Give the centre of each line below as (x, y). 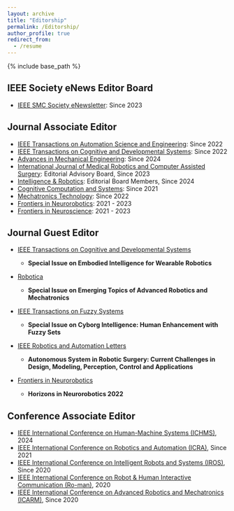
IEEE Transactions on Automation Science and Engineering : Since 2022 (120, 143)
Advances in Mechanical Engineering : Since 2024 (89, 159)
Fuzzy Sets (44, 332)
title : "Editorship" (37, 20)
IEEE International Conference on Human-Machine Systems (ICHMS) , (117, 433)
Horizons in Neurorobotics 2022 (75, 394)
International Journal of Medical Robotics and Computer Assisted (111, 166)
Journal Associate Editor (62, 127)
